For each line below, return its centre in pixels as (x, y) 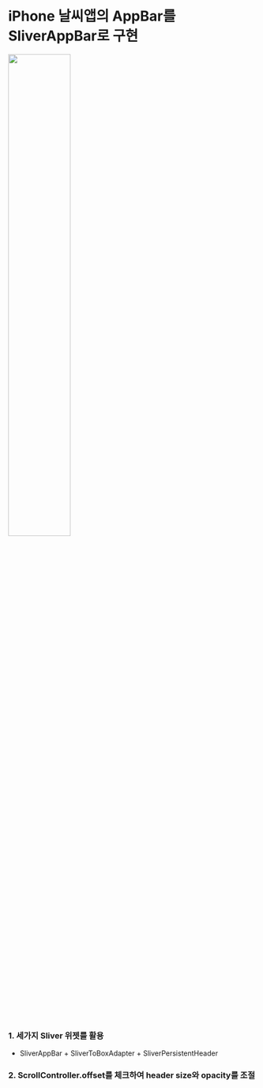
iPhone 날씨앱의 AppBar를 (92, 16)
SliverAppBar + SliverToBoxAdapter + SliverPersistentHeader (119, 1053)
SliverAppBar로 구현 (73, 36)
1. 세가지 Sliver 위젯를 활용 (56, 1035)
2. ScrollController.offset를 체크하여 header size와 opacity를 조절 (131, 1075)
